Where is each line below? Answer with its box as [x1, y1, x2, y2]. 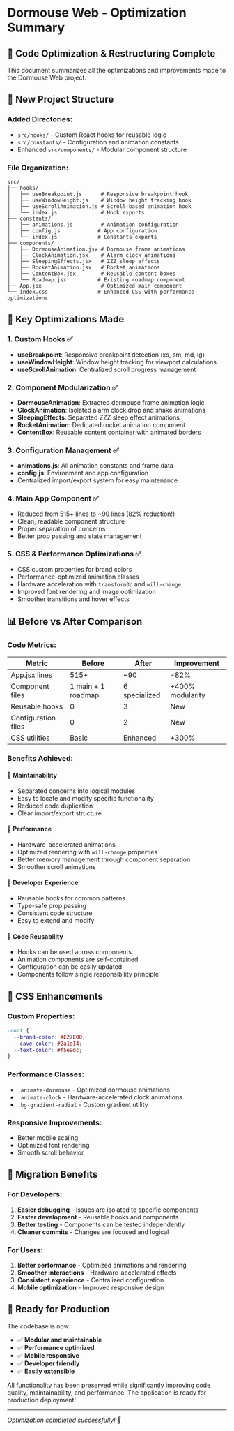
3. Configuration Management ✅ [7, 445, 120, 455]
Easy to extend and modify [17, 917, 95, 925]
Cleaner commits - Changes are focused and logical [17, 1227, 169, 1236]
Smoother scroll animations [17, 862, 96, 870]
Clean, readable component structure [17, 517, 125, 525]
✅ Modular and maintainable [17, 1335, 102, 1344]
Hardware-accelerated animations [17, 840, 116, 849]
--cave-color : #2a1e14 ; [13, 1040, 82, 1047]
